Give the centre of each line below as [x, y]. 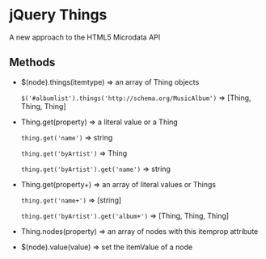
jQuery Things [58, 15]
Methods [32, 63]
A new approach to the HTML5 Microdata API [85, 37]
